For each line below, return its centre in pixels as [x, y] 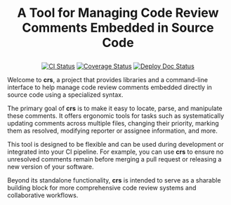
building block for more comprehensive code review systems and [102, 188]
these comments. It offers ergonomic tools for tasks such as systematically [116, 116]
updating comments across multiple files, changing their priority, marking [113, 124]
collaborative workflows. [43, 195]
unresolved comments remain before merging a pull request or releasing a [114, 159]
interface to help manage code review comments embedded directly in [110, 87]
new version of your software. [51, 167]
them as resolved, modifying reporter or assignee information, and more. [112, 131]
